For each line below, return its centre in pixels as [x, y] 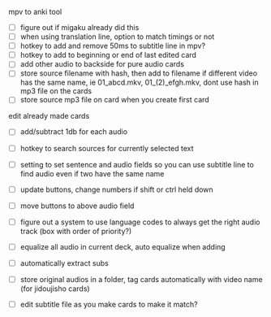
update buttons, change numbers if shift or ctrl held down [116, 189]
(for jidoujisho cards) [55, 289]
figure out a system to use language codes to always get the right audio [140, 222]
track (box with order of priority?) [76, 231]
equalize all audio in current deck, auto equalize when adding [123, 246]
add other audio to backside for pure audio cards [102, 64]
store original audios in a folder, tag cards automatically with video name [141, 279]
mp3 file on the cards [56, 91]
